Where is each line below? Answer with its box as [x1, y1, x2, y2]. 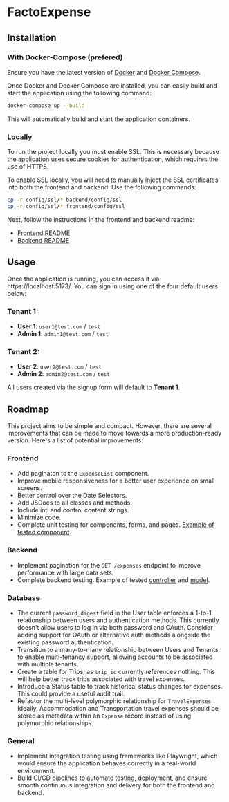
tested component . [17, 528, 71, 537]
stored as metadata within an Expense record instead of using [17, 711, 192, 720]
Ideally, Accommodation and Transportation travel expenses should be [17, 704, 219, 712]
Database [7, 593, 40, 602]
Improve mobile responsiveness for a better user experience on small [17, 476, 215, 485]
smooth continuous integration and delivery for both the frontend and [17, 781, 216, 790]
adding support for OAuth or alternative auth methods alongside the [17, 631, 211, 639]
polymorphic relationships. [17, 718, 93, 727]
